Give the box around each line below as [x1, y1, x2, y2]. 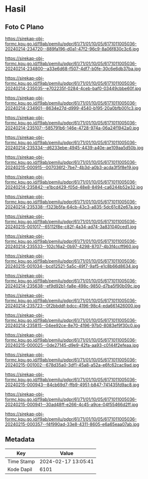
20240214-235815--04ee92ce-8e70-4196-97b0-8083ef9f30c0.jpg [5, 322, 140, 328]
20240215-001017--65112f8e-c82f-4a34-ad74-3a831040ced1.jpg [5, 224, 137, 230]
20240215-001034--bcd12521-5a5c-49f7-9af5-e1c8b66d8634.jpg [5, 264, 139, 269]
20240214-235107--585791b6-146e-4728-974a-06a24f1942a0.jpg [5, 125, 139, 131]
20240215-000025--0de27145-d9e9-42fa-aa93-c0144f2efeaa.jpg [5, 342, 139, 348]
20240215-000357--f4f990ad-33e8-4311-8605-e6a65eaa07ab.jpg [5, 422, 139, 427]
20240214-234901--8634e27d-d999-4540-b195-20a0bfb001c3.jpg [5, 106, 141, 111]
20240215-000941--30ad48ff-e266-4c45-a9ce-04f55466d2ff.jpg [5, 402, 138, 407]
